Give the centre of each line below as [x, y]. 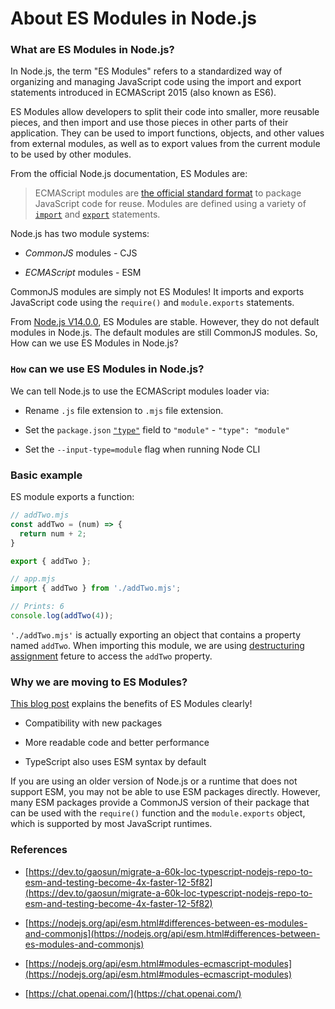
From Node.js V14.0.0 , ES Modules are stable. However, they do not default [165, 322]
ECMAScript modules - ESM [83, 273]
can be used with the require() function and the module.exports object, [158, 813]
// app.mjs [33, 579]
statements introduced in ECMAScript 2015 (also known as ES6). [143, 93]
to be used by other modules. [71, 154]
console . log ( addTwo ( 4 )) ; [62, 616]
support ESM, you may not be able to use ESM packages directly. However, [165, 792]
